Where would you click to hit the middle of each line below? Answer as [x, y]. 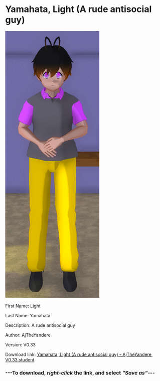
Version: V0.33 [21, 344]
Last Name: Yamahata [28, 315]
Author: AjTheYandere [28, 335]
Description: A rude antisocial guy [40, 325]
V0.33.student [20, 359]
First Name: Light [23, 306]
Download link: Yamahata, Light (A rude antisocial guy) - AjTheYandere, [79, 354]
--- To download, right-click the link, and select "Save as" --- [80, 372]
